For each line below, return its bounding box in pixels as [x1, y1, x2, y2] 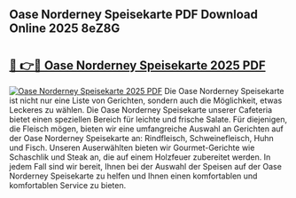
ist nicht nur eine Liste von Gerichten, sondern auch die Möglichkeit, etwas [9, 95, 283, 106]
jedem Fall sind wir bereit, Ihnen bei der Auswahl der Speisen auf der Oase [9, 162, 282, 171]
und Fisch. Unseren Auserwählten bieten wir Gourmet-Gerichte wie [9, 142, 255, 153]
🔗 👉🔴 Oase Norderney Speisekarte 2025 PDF [9, 58, 266, 73]
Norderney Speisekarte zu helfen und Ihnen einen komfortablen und [9, 170, 258, 181]
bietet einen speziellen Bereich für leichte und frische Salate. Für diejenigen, [9, 115, 288, 124]
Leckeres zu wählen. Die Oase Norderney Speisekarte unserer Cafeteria [9, 105, 273, 115]
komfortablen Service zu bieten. [9, 180, 127, 190]
